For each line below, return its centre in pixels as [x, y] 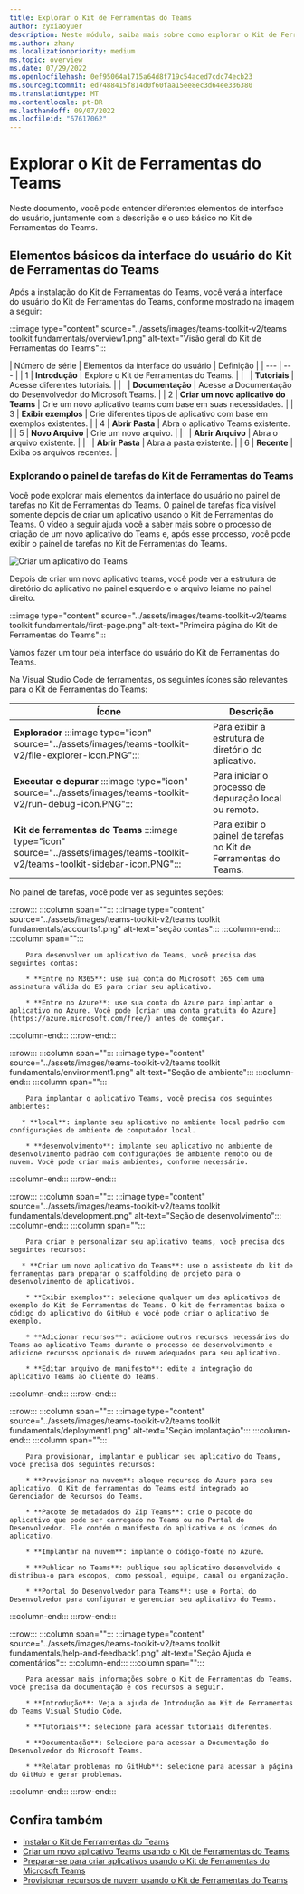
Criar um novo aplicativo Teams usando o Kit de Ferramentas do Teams [156, 1851]
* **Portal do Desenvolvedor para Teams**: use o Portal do [141, 1592]
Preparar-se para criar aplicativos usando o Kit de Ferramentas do [146, 1860]
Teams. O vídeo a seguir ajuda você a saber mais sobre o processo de [141, 524]
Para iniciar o [240, 776]
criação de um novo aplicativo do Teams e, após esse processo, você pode [150, 534]
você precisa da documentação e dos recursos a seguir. [117, 1687]
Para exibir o [239, 824]
